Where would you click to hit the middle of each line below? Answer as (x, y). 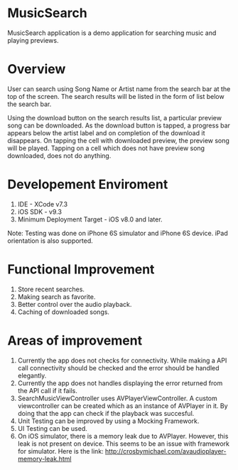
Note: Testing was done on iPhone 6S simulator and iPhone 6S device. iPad (118, 233)
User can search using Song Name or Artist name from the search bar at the (119, 89)
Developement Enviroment (88, 185)
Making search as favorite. (56, 296)
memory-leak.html (44, 459)
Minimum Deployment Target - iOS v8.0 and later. (90, 219)
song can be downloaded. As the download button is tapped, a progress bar (119, 125)
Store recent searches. (51, 289)
